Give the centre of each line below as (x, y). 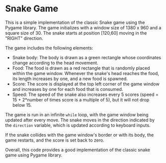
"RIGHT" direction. (24, 38)
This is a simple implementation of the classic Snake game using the (75, 22)
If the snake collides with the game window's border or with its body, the (80, 135)
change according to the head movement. (55, 63)
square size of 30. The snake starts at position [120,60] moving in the (76, 33)
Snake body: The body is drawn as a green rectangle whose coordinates (87, 57)
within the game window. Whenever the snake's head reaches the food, (85, 73)
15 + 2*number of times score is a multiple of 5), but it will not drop (81, 99)
